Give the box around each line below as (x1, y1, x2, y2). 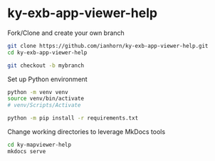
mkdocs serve (7, 147, 46, 155)
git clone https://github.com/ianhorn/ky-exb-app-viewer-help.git (7, 42, 209, 49)
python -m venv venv (7, 88, 69, 95)
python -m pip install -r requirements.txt (7, 115, 139, 122)
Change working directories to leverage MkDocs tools (7, 128, 166, 136)
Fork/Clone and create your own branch (7, 28, 125, 37)
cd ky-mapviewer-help (7, 141, 72, 149)
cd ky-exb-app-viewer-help (7, 48, 88, 56)
